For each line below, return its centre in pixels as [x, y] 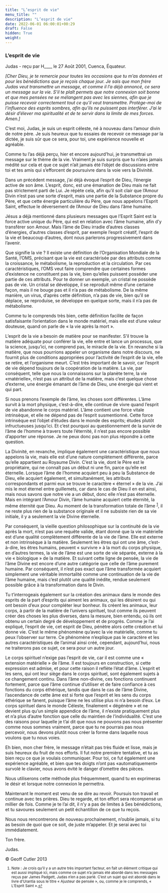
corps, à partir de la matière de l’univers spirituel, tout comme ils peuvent [81, 610]
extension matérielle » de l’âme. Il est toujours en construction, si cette [78, 663]
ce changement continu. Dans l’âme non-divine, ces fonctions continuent [81, 679]
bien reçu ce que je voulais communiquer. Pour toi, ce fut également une [80, 758]
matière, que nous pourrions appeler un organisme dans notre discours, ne [83, 352]
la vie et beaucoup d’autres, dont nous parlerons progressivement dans [79, 238]
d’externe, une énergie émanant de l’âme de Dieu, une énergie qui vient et [81, 384]
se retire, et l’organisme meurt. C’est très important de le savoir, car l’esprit [82, 363]
